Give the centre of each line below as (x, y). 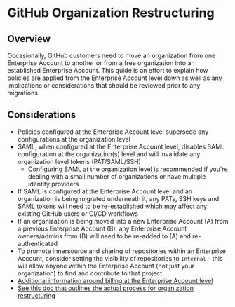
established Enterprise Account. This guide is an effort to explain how (108, 70)
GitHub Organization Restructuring (111, 13)
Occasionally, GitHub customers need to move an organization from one (112, 55)
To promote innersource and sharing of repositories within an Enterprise (122, 251)
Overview (29, 39)
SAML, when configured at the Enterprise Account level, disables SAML (121, 146)
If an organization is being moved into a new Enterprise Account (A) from (123, 221)
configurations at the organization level (74, 139)
